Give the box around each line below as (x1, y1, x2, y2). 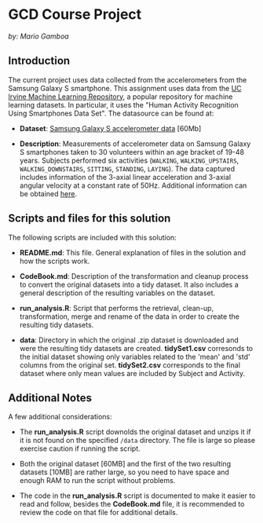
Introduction (8, 54, 71, 68)
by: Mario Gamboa (8, 31, 69, 41)
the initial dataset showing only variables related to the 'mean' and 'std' (19, 352, 250, 361)
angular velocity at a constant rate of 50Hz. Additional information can (19, 181, 247, 190)
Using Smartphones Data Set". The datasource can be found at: (8, 108, 214, 118)
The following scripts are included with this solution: (8, 232, 177, 242)
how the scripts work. (19, 256, 90, 265)
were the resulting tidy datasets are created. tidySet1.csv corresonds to (19, 343, 254, 353)
